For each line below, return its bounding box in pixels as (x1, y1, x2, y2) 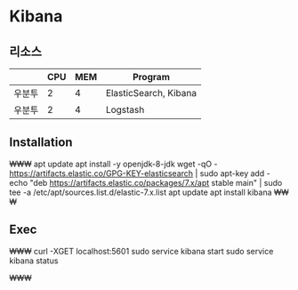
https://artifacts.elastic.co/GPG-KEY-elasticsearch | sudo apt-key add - (9, 167, 271, 179)
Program (132, 71, 171, 83)
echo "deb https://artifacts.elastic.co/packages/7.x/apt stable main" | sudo (9, 177, 283, 188)
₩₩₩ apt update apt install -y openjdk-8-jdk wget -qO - (9, 158, 218, 169)
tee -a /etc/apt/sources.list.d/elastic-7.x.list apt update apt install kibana (9, 187, 273, 197)
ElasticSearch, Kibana (105, 87, 197, 99)
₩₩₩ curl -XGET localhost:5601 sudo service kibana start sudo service (9, 246, 274, 256)
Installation (9, 135, 73, 150)
